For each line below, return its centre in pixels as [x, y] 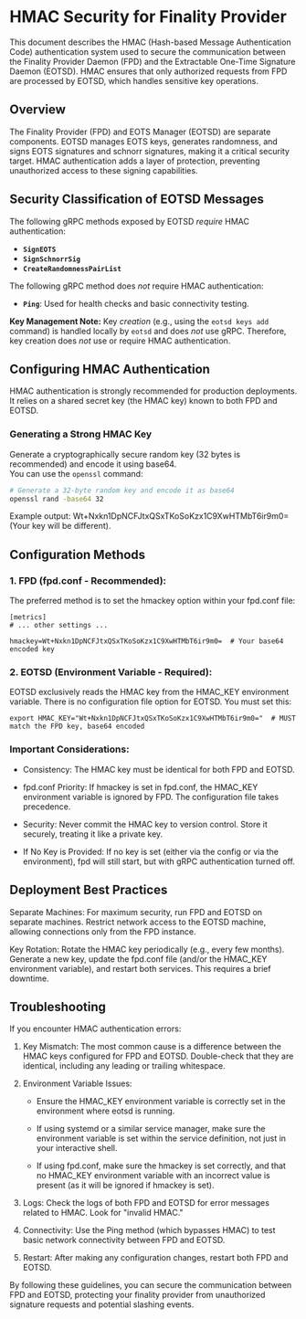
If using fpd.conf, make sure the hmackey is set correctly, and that [161, 1166]
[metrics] [28, 617]
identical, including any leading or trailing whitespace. [124, 1066]
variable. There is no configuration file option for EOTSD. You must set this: [151, 702]
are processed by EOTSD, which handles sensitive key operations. [134, 80]
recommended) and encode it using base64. [93, 464]
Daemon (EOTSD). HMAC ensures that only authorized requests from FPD [148, 71]
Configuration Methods [78, 554]
